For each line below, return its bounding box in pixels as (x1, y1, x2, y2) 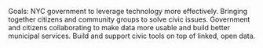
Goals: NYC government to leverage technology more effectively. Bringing (8, 7, 248, 15)
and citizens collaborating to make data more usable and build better (8, 23, 230, 32)
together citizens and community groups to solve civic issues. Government (8, 15, 250, 24)
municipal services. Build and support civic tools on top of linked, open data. (8, 31, 256, 40)
